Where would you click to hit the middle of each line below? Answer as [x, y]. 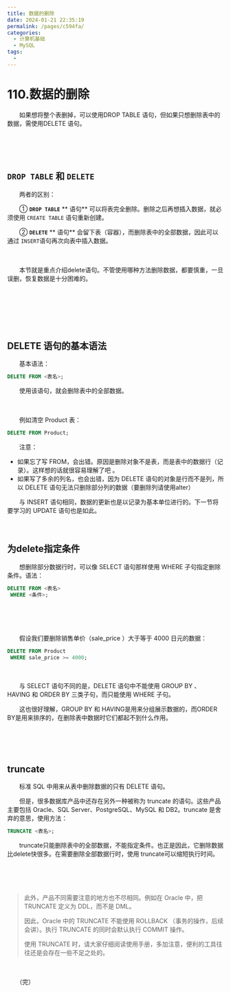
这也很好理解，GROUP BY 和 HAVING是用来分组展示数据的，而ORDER [118, 709]
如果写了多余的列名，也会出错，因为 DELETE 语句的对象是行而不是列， [117, 479]
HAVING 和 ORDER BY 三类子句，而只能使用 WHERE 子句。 [91, 694]
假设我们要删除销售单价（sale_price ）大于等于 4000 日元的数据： [113, 638]
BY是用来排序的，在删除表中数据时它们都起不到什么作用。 [89, 718]
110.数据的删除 [48, 94]
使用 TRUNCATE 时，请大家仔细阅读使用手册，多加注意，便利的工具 [120, 944]
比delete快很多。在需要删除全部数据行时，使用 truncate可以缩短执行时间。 [113, 854]
